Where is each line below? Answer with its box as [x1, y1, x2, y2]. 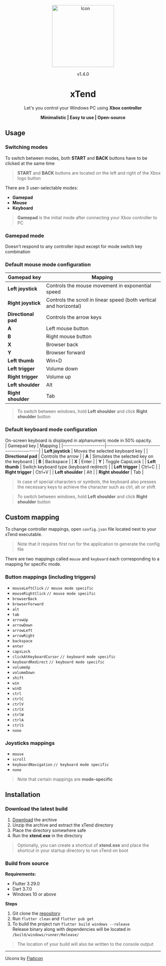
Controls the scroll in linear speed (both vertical [46, 297, 157, 303]
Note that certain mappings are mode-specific [17, 776, 113, 782]
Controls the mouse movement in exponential [46, 282, 152, 289]
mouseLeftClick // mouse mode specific [12, 586, 94, 591]
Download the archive [12, 817, 57, 823]
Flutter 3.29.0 [12, 880, 40, 887]
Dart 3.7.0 [12, 886, 32, 892]
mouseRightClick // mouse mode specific [12, 591, 96, 596]
